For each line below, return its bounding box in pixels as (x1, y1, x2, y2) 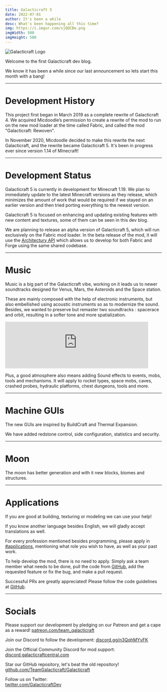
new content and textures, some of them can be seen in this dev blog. (5, 217, 149, 223)
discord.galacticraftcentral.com (5, 652, 70, 658)
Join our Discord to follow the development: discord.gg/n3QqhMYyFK (5, 637, 148, 643)
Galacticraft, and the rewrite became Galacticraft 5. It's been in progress (5, 142, 153, 148)
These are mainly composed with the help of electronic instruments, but (5, 296, 153, 302)
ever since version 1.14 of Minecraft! (5, 148, 79, 154)
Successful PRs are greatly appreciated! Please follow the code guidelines (5, 578, 158, 584)
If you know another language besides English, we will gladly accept (5, 523, 145, 529)
